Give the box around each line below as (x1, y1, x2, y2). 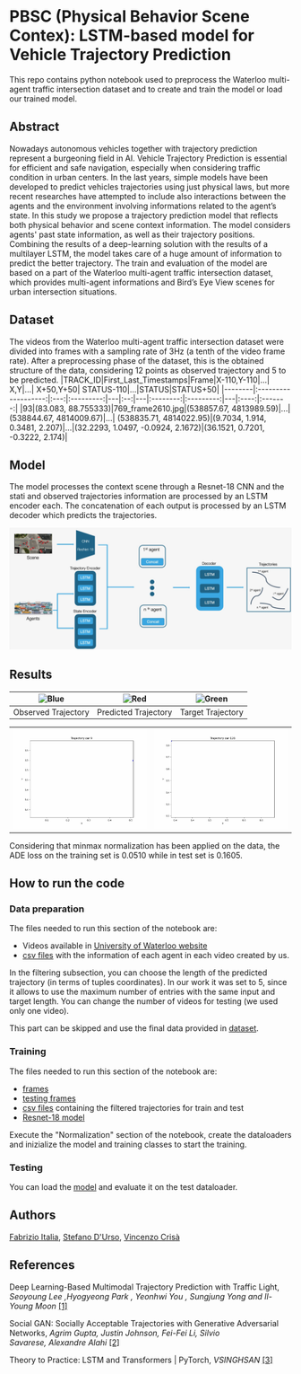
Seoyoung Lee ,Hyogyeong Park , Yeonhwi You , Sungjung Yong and (9, 1290, 262, 1301)
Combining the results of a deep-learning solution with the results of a (9, 238, 269, 249)
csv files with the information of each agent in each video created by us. (21, 950, 289, 961)
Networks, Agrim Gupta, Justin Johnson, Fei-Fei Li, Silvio (9, 1327, 220, 1338)
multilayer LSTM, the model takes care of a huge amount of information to (9, 248, 282, 259)
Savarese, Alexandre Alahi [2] (9, 1336, 120, 1348)
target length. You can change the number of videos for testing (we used (9, 996, 279, 1007)
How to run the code (9, 876, 125, 891)
